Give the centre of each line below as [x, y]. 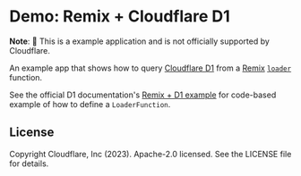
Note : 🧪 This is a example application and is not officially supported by [140, 41]
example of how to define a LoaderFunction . [90, 104]
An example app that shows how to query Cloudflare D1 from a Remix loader [150, 68]
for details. [29, 163]
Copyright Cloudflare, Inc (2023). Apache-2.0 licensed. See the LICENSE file [150, 154]
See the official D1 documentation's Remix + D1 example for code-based [143, 95]
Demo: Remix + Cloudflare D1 [120, 17]
